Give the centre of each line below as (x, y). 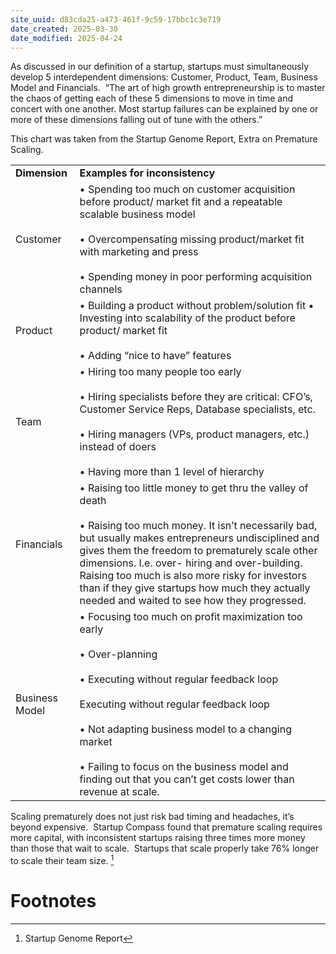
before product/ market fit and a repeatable (181, 202)
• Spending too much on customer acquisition (187, 189)
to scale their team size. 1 (62, 860)
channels (101, 289)
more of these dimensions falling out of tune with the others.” (136, 120)
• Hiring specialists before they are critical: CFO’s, (196, 397)
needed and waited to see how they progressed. (193, 601)
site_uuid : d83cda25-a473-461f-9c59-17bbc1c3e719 (116, 19)
